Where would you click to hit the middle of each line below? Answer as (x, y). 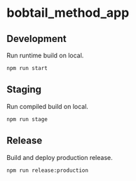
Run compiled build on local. (48, 106)
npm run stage (27, 119)
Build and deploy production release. (60, 157)
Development (37, 39)
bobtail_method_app (68, 13)
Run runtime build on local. (45, 55)
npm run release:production (48, 170)
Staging (24, 90)
